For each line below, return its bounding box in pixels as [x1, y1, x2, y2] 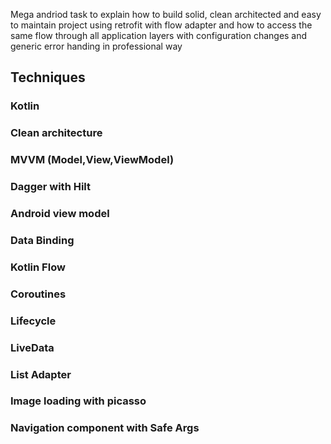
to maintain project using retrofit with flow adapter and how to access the [10, 19, 313, 31]
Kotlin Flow [10, 260, 66, 274]
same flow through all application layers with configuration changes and [10, 30, 308, 41]
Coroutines [10, 287, 67, 301]
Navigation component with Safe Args [10, 421, 200, 435]
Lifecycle [10, 314, 57, 328]
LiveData [10, 340, 55, 354]
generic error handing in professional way [10, 40, 183, 52]
